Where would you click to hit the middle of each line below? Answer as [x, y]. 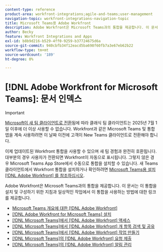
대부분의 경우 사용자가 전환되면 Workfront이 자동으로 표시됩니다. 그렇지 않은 [77, 157]
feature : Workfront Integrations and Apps [49, 37]
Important [15, 113]
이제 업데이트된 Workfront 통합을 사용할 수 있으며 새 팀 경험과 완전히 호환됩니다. [81, 151]
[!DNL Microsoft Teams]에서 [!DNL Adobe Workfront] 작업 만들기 [76, 233]
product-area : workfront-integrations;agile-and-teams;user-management [79, 14]
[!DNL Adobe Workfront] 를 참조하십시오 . [45, 175]
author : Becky [19, 32]
